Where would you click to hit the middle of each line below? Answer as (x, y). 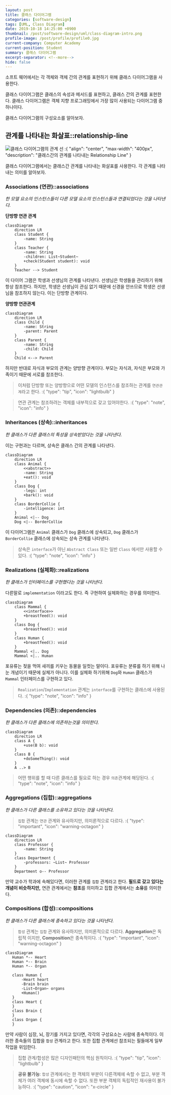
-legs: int (35, 490)
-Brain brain (35, 984)
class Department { (35, 858)
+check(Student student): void (57, 261)
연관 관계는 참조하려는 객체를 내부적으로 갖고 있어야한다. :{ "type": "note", (91, 402)
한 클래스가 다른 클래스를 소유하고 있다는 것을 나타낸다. (60, 810)
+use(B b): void (41, 746)
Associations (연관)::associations (47, 186)
